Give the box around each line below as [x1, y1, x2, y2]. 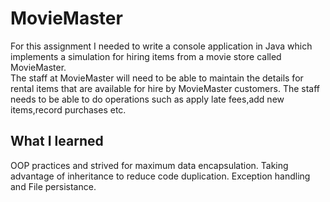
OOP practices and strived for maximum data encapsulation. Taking [10, 159, 289, 171]
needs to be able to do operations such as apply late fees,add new [10, 93, 285, 105]
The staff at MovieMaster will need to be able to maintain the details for [10, 72, 304, 84]
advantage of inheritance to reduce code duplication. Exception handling [10, 170, 311, 182]
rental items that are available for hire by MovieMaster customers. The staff [10, 82, 321, 94]
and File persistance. [10, 180, 97, 192]
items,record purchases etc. [10, 103, 127, 116]
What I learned [10, 133, 104, 150]
